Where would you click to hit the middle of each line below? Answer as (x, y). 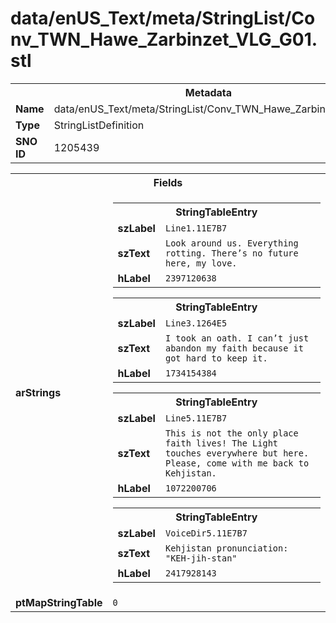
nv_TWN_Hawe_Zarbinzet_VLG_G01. (164, 39)
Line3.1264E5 (196, 323)
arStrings (38, 392)
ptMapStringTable (59, 602)
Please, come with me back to (237, 463)
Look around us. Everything (231, 243)
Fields (168, 182)
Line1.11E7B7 (196, 228)
